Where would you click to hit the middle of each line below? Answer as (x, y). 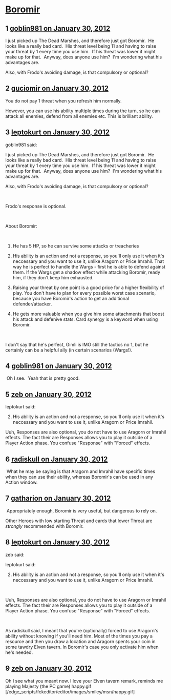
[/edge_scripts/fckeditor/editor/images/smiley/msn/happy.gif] (70, 692)
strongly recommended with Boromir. (45, 526)
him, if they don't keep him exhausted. (53, 277)
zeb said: (15, 554)
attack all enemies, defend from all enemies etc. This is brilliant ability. (79, 116)
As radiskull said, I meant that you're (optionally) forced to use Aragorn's (82, 630)
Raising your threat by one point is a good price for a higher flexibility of (89, 287)
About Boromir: (21, 226)
